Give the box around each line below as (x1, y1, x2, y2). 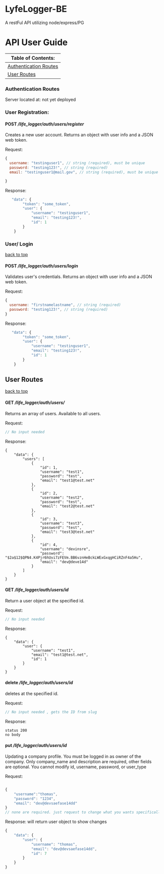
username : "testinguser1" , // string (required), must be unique (9, 161, 145, 166)
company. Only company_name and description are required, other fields (5, 758, 152, 764)
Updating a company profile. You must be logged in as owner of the (5, 753, 142, 759)
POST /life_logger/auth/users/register (5, 121, 84, 127)
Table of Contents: (11, 54, 55, 61)
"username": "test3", (40, 521, 84, 525)
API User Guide (5, 37, 68, 48)
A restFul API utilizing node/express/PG (5, 20, 84, 25)
